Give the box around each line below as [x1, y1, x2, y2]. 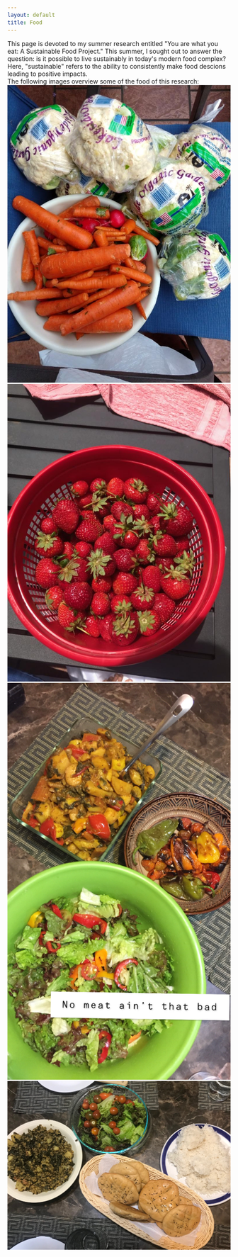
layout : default [7, 11, 55, 18]
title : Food [7, 18, 42, 26]
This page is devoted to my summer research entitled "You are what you [7, 39, 218, 47]
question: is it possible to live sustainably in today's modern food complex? [7, 54, 227, 63]
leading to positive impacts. [7, 69, 88, 78]
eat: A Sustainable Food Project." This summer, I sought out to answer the [7, 47, 222, 55]
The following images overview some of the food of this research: [7, 77, 200, 85]
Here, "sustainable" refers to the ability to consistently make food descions [7, 62, 227, 70]
